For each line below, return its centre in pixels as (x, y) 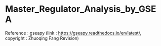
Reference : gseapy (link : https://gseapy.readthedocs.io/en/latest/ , (73, 33)
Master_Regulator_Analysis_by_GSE (81, 9)
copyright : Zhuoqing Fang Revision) (42, 38)
